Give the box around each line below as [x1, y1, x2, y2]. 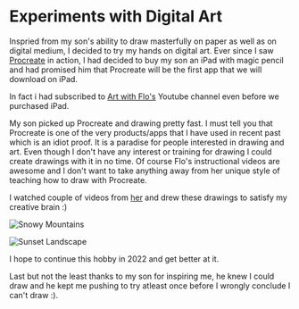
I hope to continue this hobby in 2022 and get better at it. [9, 253, 220, 264]
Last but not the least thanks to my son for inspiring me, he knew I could [9, 271, 275, 281]
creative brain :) [9, 201, 68, 212]
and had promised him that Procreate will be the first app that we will [9, 64, 262, 75]
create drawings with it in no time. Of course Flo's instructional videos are [9, 155, 281, 166]
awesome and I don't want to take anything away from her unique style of [9, 165, 280, 176]
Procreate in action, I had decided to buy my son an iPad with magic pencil [9, 54, 284, 65]
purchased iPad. [9, 100, 70, 111]
